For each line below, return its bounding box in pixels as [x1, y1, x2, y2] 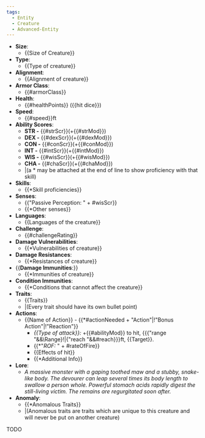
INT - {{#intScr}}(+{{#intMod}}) [24, 147, 104, 154]
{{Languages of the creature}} [24, 219, 101, 226]
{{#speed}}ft [24, 115, 57, 122]
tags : [6, 9, 20, 15]
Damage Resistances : [15, 251, 72, 259]
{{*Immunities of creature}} [24, 271, 94, 278]
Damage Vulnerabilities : [15, 238, 78, 246]
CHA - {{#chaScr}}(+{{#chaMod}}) [24, 160, 113, 167]
